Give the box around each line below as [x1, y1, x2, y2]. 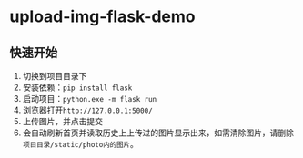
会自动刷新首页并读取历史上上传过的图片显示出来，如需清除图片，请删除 [22, 127, 294, 138]
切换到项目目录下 [22, 71, 87, 81]
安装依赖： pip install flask [22, 82, 133, 93]
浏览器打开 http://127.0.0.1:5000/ [22, 104, 153, 115]
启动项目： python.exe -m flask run [22, 94, 157, 104]
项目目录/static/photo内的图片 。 [22, 139, 138, 149]
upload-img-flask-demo [9, 6, 196, 27]
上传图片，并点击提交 [22, 116, 103, 126]
